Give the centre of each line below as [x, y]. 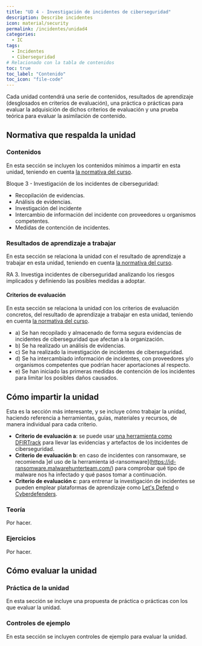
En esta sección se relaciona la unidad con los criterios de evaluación [93, 308]
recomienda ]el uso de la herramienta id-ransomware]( [83, 462]
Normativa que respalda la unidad [71, 135]
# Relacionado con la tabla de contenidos [60, 62]
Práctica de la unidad [38, 588]
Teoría [16, 510]
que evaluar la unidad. [34, 608]
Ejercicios [21, 538]
